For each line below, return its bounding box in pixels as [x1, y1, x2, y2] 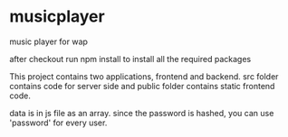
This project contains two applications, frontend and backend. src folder [9, 70, 279, 82]
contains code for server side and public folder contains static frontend [9, 80, 275, 91]
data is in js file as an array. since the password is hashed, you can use [9, 107, 274, 118]
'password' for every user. [9, 117, 108, 128]
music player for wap [9, 36, 89, 47]
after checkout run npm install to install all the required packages [9, 53, 252, 64]
